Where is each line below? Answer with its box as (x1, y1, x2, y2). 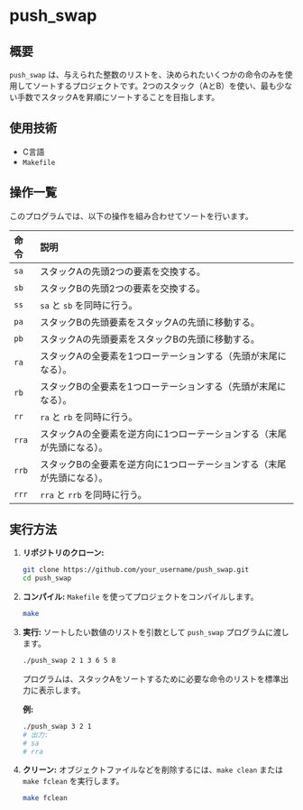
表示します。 (38, 685, 86, 695)
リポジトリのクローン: (22, 548, 105, 558)
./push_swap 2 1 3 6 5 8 (22, 656, 116, 666)
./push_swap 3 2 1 (22, 722, 92, 731)
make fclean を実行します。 (22, 776, 124, 787)
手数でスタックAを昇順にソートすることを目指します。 (16, 92, 220, 102)
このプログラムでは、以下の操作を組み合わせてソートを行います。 (9, 210, 254, 221)
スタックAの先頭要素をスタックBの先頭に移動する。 (40, 333, 260, 345)
